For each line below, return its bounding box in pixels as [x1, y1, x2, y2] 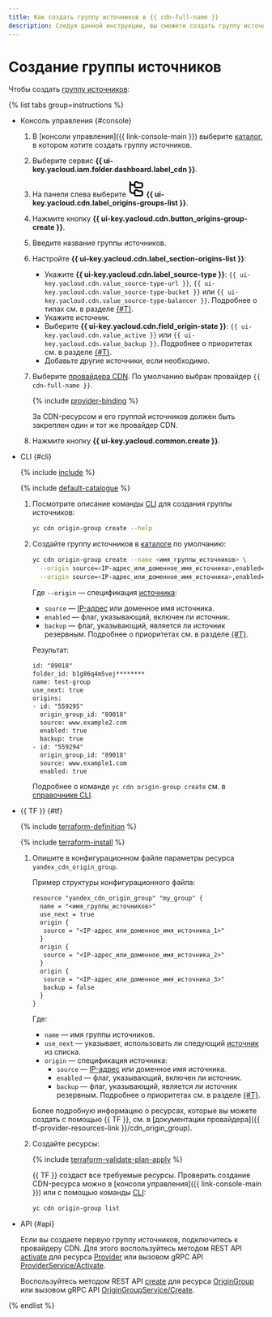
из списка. [44, 1047, 81, 1056]
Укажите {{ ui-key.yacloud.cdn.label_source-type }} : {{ [44, 270, 236, 279]
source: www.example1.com [39, 759, 127, 767]
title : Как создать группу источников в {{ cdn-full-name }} [8, 13, 219, 21]
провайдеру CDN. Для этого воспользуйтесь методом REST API [19, 1243, 243, 1253]
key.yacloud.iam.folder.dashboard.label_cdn [32, 165, 188, 175]
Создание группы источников [8, 58, 222, 76]
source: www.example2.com [39, 719, 127, 727]
